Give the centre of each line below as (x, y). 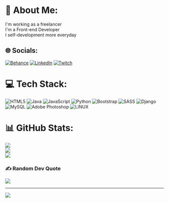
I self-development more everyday (41, 35)
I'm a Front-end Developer (32, 29)
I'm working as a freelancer (33, 24)
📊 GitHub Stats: (39, 128)
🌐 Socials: (22, 50)
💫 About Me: (32, 10)
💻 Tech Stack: (36, 84)
